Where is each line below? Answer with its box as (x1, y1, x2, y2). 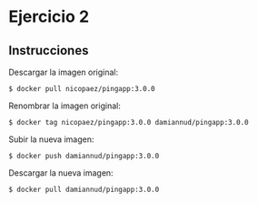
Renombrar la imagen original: (8, 100, 122, 111)
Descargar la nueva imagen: (8, 167, 114, 178)
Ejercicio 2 (8, 6, 90, 27)
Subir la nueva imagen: (8, 134, 94, 145)
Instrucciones (8, 43, 89, 58)
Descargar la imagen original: (8, 66, 119, 77)
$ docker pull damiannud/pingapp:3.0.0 (8, 185, 160, 194)
